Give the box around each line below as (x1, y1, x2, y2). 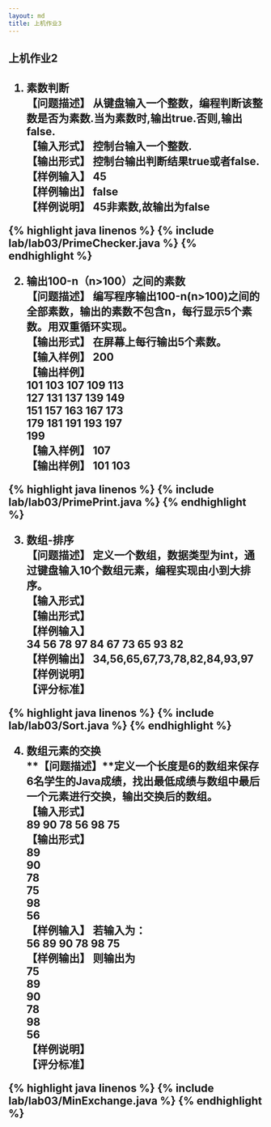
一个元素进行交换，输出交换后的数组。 (26, 790, 218, 803)
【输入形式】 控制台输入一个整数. (26, 139, 193, 154)
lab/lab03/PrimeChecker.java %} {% (8, 236, 197, 251)
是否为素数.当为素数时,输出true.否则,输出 (36, 112, 243, 125)
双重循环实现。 (57, 320, 133, 334)
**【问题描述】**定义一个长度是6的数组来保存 (26, 760, 260, 773)
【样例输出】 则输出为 (26, 951, 136, 965)
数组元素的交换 (26, 744, 101, 758)
